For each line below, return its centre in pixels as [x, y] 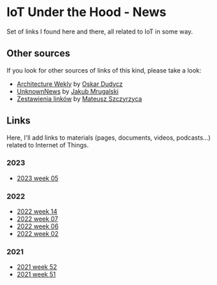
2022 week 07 [37, 219]
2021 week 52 [37, 267]
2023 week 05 [37, 178]
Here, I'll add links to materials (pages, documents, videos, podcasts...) [108, 138]
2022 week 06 [37, 226]
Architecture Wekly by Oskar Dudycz [70, 84]
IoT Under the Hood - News [87, 12]
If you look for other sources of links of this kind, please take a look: [104, 70]
